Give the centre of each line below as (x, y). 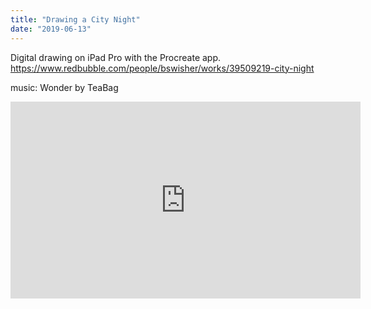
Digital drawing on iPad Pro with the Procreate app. (116, 57)
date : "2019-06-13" (51, 29)
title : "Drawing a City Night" (75, 19)
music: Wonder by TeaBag (64, 87)
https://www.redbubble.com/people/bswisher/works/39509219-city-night (162, 68)
